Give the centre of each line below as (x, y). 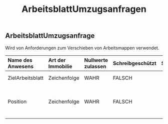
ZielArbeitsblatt (26, 78)
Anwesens (21, 66)
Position (17, 102)
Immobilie (60, 66)
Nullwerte (96, 60)
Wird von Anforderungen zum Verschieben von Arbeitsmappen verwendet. (82, 48)
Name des (20, 60)
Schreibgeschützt (134, 63)
